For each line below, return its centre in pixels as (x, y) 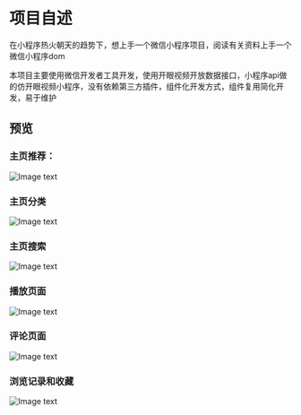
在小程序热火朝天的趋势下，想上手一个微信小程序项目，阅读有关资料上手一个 (150, 45)
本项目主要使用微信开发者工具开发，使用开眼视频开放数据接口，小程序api (144, 75)
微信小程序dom (37, 56)
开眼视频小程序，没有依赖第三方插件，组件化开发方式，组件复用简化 (150, 86)
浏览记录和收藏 (42, 381)
